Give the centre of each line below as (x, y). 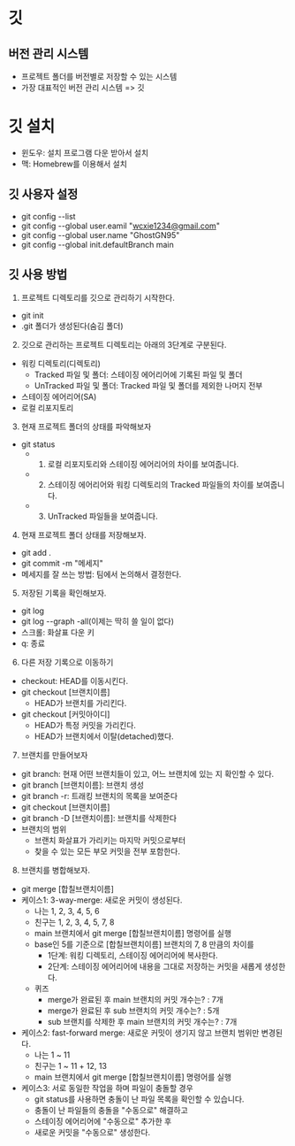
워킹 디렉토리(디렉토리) (61, 363)
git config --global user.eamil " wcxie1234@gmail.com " (120, 226)
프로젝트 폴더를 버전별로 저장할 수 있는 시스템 (99, 77)
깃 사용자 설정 (43, 194)
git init (32, 315)
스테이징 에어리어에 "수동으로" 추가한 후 (103, 1121)
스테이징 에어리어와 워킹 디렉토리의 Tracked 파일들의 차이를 (151, 484)
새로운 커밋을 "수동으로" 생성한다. (92, 1132)
